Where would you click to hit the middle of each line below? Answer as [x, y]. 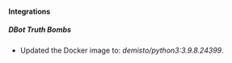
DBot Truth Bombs [40, 30]
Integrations [30, 11]
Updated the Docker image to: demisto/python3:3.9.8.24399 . [122, 50]
